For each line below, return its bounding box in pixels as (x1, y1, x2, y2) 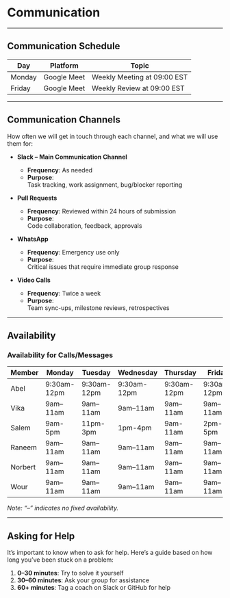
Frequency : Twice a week (27, 289, 101, 297)
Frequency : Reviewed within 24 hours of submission (27, 207, 177, 215)
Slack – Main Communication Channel (16, 153, 128, 161)
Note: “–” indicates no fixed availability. (7, 504, 118, 512)
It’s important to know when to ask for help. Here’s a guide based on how (7, 549, 213, 557)
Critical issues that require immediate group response (27, 262, 179, 271)
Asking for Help (7, 530, 75, 542)
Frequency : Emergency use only (27, 248, 120, 256)
